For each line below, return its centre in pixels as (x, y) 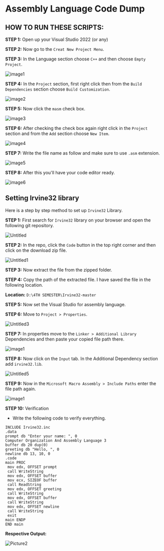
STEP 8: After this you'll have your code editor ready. (60, 173)
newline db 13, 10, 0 (28, 454)
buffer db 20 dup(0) (27, 445)
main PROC (16, 462)
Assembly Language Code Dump (75, 9)
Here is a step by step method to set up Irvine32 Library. (64, 210)
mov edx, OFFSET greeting (34, 489)
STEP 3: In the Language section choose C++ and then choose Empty (75, 59)
